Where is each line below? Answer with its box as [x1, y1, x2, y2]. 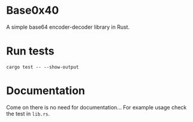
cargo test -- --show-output [6, 64, 79, 70]
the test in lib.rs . [6, 110, 50, 117]
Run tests [6, 44, 55, 58]
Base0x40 [6, 4, 59, 17]
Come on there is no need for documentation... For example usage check [6, 103, 187, 111]
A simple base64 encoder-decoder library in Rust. [6, 23, 130, 30]
